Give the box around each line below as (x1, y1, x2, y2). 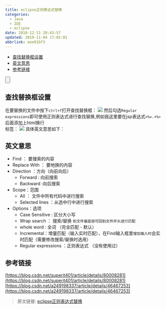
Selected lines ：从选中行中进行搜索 (19, 199, 93, 205)
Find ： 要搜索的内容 (12, 156, 55, 162)
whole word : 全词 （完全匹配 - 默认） (19, 224, 97, 230)
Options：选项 (12, 206, 42, 212)
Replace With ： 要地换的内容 (12, 162, 73, 168)
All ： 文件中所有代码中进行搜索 (19, 193, 84, 199)
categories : (5, 12, 30, 17)
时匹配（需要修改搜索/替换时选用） (19, 236, 91, 242)
